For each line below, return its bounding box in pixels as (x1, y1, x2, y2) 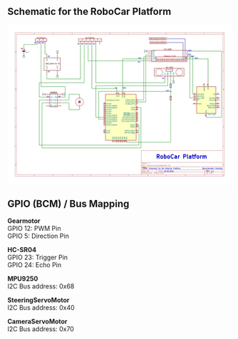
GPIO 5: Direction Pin (7, 231, 69, 240)
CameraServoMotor (7, 317, 68, 325)
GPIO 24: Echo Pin (7, 260, 62, 269)
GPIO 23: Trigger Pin (7, 253, 68, 261)
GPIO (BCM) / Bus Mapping (7, 197, 130, 209)
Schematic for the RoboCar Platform (7, 6, 172, 18)
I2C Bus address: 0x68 (7, 281, 75, 291)
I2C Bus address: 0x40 (7, 303, 75, 312)
